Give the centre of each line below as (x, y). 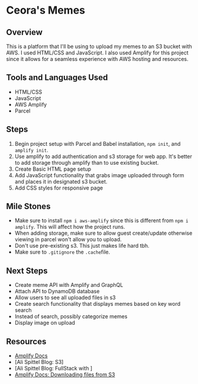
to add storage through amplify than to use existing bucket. (87, 162)
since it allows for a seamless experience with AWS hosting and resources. (98, 59)
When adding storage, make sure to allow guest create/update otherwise (103, 233)
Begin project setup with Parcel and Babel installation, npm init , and (98, 143)
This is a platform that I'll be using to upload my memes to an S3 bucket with (99, 46)
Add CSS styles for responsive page (59, 188)
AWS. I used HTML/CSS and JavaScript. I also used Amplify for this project (98, 53)
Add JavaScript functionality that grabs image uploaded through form (99, 175)
